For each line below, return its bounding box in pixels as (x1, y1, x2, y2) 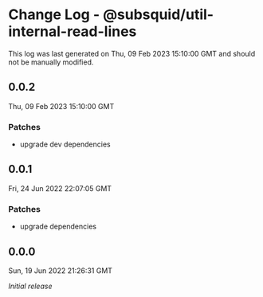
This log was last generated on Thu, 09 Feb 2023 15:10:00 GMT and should (8, 49, 256, 58)
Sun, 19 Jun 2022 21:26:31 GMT (8, 265, 113, 276)
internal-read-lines (8, 22, 137, 41)
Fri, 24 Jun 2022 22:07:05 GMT (8, 183, 112, 193)
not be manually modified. (8, 57, 94, 67)
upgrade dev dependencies (19, 139, 111, 149)
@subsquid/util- (102, 6, 214, 24)
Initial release (8, 281, 53, 291)
